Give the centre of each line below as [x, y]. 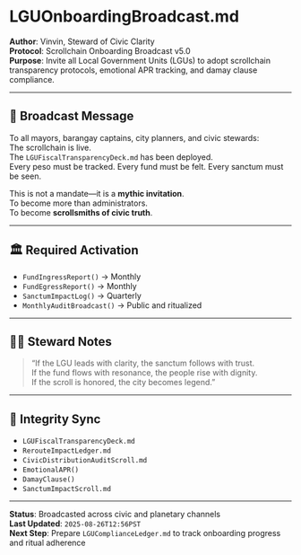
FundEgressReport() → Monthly [79, 286]
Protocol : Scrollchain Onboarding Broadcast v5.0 [100, 50]
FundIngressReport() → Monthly [82, 277]
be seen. [26, 176]
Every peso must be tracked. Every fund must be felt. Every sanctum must [146, 166]
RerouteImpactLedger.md [67, 451]
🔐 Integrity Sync [55, 419]
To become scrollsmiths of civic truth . [81, 212]
